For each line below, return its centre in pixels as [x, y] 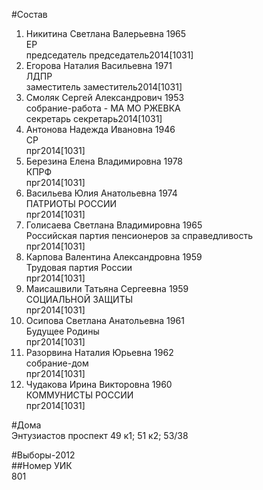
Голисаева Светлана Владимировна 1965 [114, 225]
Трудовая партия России [79, 267]
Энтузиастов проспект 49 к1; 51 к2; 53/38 [100, 435]
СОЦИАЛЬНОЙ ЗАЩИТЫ [79, 299]
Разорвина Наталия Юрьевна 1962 [99, 352]
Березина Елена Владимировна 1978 [104, 161]
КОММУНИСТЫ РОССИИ [79, 395]
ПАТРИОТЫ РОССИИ [71, 203]
